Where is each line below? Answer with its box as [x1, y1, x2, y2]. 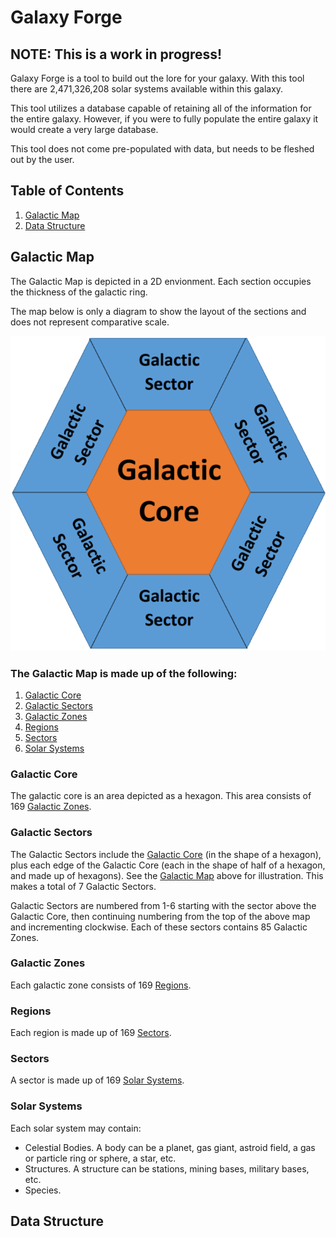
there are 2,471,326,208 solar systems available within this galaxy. [10, 83, 284, 95]
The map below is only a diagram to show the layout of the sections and [10, 305, 307, 317]
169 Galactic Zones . [10, 801, 92, 813]
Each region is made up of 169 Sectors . [10, 1027, 172, 1039]
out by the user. [10, 154, 75, 165]
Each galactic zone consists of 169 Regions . [10, 979, 192, 991]
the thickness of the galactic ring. [10, 286, 148, 298]
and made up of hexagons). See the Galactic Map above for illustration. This [10, 869, 324, 881]
